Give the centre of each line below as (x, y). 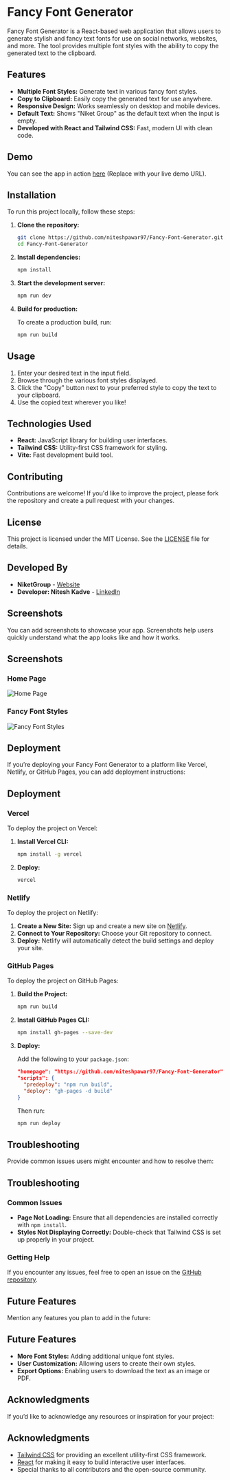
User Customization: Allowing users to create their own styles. (106, 1363)
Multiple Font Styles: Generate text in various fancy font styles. (107, 91)
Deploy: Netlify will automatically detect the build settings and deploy (115, 941)
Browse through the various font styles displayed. (87, 380)
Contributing (35, 476)
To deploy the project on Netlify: (53, 913)
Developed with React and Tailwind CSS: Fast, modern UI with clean (115, 127)
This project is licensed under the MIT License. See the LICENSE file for (108, 539)
